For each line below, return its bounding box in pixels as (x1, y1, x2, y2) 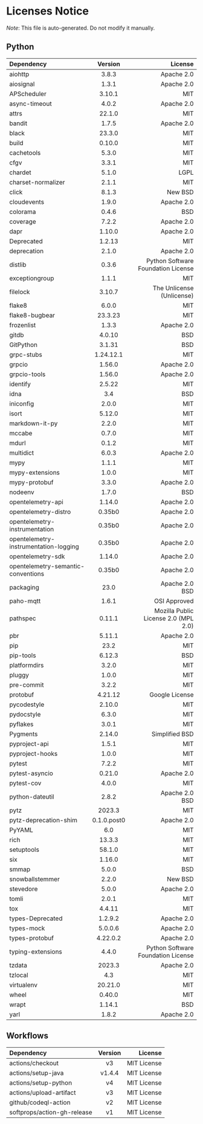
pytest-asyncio (9, 769, 53, 778)
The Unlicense (152, 284, 194, 292)
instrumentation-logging (9, 542, 80, 551)
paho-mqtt (9, 597, 41, 605)
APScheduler (9, 89, 47, 98)
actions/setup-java (9, 1068, 64, 1077)
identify (9, 380, 31, 388)
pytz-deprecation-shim (9, 816, 77, 824)
